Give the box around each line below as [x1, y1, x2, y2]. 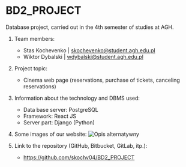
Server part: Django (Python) [23, 118, 95, 126]
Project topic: [14, 64, 48, 72]
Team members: [14, 35, 55, 42]
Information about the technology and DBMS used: [14, 94, 140, 102]
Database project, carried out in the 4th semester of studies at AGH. [5, 23, 175, 31]
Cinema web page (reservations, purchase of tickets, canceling [23, 76, 181, 83]
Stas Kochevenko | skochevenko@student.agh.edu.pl [23, 46, 155, 54]
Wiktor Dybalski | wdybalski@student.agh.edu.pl [23, 53, 143, 60]
